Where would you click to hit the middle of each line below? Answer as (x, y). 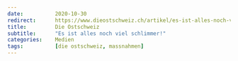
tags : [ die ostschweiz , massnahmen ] (75, 46)
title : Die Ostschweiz (53, 27)
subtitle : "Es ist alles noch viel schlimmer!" (87, 33)
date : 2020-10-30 (47, 14)
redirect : (22, 20)
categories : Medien (41, 40)
